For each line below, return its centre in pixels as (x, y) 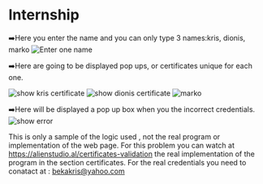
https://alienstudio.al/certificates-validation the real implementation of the (132, 154)
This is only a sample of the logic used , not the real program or (114, 136)
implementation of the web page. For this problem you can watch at (122, 145)
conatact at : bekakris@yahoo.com (67, 171)
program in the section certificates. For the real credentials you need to (127, 162)
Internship (44, 15)
